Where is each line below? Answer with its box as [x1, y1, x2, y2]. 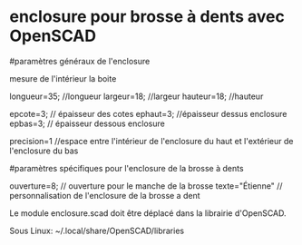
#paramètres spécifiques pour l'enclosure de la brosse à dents [9, 162, 244, 173]
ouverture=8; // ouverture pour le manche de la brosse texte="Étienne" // [9, 180, 283, 191]
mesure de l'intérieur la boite [9, 73, 117, 83]
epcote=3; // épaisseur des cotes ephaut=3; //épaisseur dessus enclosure [9, 108, 287, 119]
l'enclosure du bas [9, 145, 79, 156]
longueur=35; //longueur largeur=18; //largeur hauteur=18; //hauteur [9, 91, 264, 102]
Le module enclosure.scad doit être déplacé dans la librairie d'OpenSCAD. [9, 207, 287, 219]
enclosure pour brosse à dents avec [9, 6, 286, 27]
